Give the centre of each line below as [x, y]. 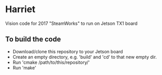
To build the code [33, 39]
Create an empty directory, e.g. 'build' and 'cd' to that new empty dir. [85, 57]
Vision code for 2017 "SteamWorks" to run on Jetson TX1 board [71, 23]
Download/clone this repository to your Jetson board [68, 51]
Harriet [20, 9]
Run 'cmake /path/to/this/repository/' [51, 62]
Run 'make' [24, 67]
